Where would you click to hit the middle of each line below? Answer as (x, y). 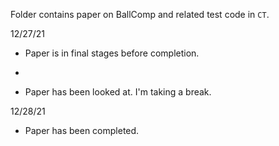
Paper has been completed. (82, 130)
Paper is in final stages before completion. (112, 53)
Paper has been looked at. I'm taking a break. (118, 92)
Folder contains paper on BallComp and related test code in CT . (140, 14)
